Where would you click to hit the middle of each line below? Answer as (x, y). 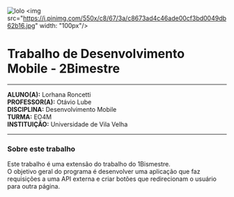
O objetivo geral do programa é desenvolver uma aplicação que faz (104, 172)
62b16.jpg (21, 25)
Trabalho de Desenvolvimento (96, 54)
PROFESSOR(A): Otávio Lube (49, 102)
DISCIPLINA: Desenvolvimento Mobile (62, 109)
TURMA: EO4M (30, 117)
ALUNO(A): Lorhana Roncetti (49, 94)
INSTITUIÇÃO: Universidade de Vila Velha (68, 124)
